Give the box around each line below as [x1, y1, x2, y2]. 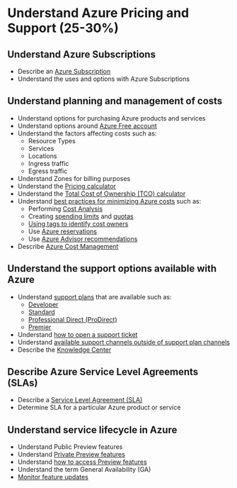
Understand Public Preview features [17, 443, 123, 451]
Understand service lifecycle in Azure [7, 423, 178, 436]
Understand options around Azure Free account [17, 121, 157, 130]
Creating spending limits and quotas [28, 211, 134, 221]
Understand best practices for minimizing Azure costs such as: [17, 196, 202, 205]
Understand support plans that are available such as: [17, 292, 172, 301]
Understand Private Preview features [17, 450, 125, 459]
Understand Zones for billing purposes [17, 174, 131, 182]
